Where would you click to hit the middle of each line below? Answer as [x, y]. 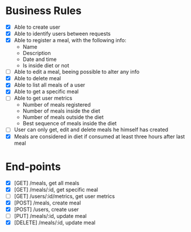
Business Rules [44, 11]
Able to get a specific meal [46, 91]
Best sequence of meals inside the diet [70, 124]
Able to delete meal [37, 79]
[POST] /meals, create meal [47, 203]
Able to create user [37, 27]
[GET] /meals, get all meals [47, 183]
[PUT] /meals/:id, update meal [50, 216]
